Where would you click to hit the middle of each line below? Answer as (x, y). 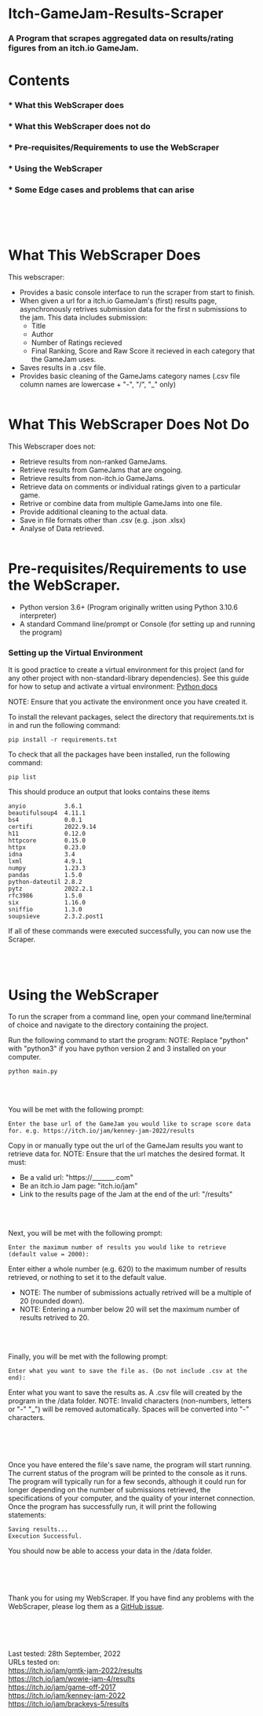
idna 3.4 (42, 855)
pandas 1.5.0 (45, 875)
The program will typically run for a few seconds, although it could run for (127, 1481)
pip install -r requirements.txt (63, 740)
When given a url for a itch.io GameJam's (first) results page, (118, 301)
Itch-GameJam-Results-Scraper (116, 14)
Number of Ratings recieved (77, 342)
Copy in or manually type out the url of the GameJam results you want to (126, 1145)
